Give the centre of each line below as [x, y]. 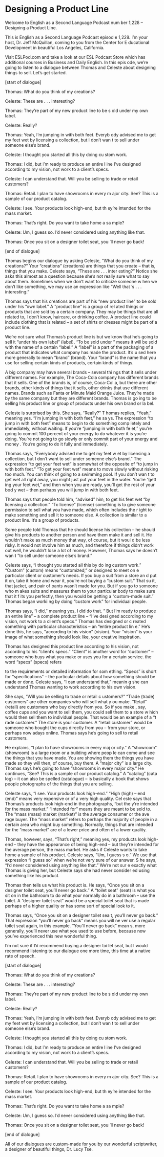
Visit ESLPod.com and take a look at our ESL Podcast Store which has [75, 57]
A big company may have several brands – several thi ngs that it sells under [81, 372]
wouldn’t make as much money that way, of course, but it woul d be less [78, 540]
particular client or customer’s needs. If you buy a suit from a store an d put [81, 575]
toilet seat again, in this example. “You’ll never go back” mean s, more [75, 926]
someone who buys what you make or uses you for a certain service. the [78, 657]
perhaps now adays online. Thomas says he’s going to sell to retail [72, 733]
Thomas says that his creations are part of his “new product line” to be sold [81, 301]
